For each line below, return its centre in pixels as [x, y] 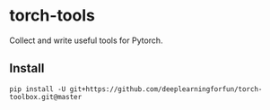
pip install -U [38, 89]
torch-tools [52, 16]
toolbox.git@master [46, 97]
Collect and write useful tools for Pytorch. [86, 40]
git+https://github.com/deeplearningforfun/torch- [166, 89]
